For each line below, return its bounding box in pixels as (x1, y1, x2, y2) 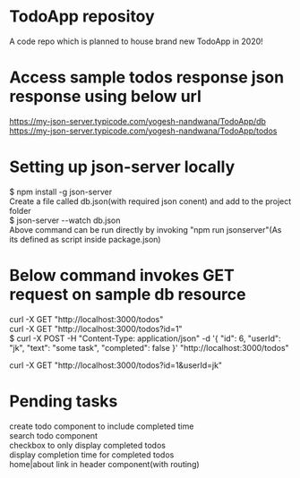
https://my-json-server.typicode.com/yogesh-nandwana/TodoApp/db (9, 115, 267, 126)
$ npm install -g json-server (9, 186, 113, 197)
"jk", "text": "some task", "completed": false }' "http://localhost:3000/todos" (9, 342, 289, 353)
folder (9, 205, 31, 216)
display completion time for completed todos (9, 449, 175, 460)
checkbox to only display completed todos (9, 440, 166, 450)
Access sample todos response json (9, 67, 285, 88)
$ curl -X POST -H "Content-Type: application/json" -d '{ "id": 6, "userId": (9, 333, 281, 344)
